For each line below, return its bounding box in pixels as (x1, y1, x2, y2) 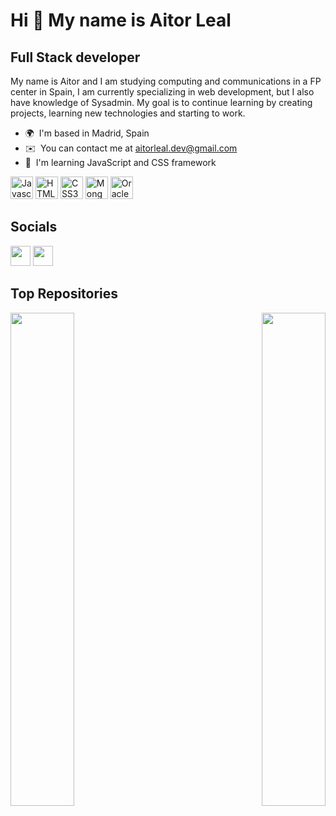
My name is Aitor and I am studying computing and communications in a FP (10, 75, 322, 87)
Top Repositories (10, 285, 119, 303)
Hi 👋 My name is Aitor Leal (10, 9, 232, 32)
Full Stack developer (10, 49, 141, 66)
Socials (10, 219, 58, 236)
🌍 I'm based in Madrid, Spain (24, 127, 150, 139)
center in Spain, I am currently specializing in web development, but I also (10, 86, 315, 98)
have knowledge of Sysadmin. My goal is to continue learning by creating (10, 97, 313, 108)
